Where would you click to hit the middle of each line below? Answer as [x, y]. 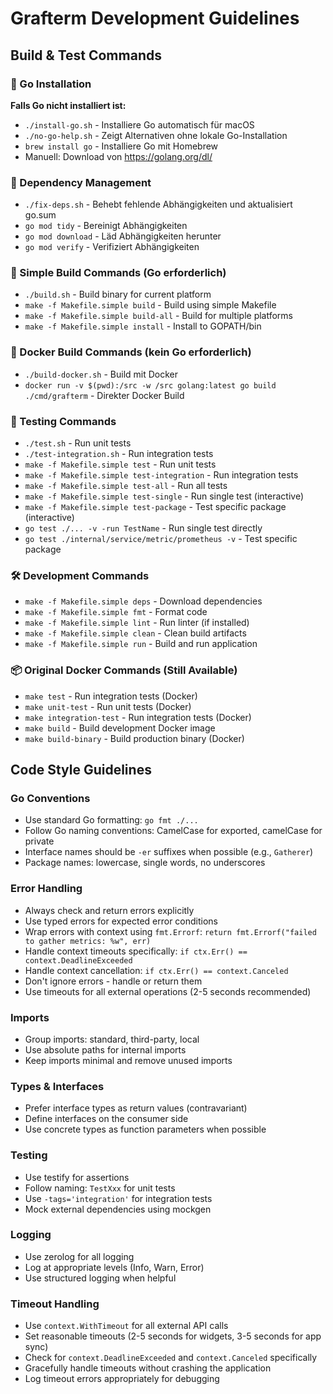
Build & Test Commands [86, 55]
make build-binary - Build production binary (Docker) [134, 738]
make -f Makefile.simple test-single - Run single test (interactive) [164, 496]
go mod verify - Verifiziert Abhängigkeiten [112, 247]
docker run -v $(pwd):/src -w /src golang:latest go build [150, 385]
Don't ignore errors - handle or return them [113, 981]
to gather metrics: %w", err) [88, 941]
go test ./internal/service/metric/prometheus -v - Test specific [161, 539]
